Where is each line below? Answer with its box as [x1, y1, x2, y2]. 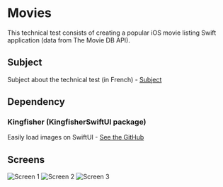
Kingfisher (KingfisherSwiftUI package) [7, 117, 147, 127]
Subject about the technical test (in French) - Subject [7, 75, 162, 84]
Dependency [7, 96, 65, 108]
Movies [7, 5, 52, 21]
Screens [7, 154, 45, 166]
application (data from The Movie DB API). [7, 35, 131, 44]
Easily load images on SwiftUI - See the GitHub [7, 133, 144, 142]
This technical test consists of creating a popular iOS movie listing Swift [7, 28, 217, 37]
